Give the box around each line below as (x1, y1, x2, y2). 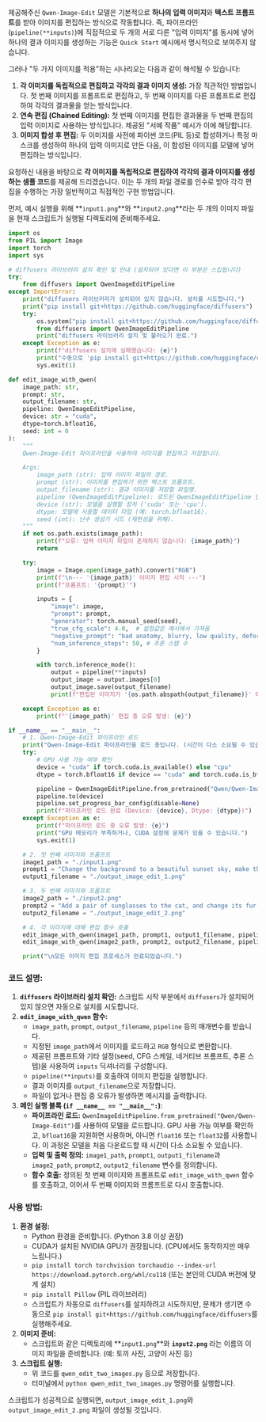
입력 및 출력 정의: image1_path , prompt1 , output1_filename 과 (31, 1150, 221, 1160)
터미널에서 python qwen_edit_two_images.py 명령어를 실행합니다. (31, 1378, 236, 1388)
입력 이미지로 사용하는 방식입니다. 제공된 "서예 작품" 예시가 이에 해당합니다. (19, 120, 253, 130)
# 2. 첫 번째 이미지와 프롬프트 (22, 850, 111, 858)
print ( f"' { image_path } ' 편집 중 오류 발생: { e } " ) (36, 712, 192, 720)
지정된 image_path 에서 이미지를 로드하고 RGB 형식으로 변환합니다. (31, 1041, 232, 1051)
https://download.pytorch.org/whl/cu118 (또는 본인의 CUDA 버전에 (31, 1269, 248, 1279)
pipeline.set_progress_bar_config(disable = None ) (36, 800, 200, 808)
